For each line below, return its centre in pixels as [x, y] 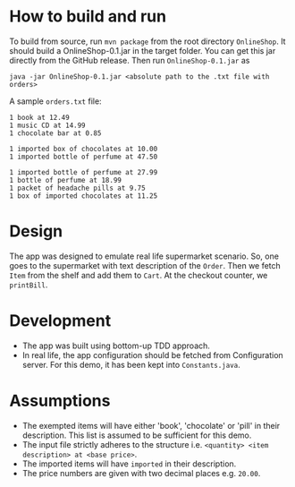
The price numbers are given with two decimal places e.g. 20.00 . [141, 473]
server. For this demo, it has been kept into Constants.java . [131, 364]
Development [60, 321]
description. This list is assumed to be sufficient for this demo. [137, 435]
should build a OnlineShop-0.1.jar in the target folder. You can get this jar [143, 50]
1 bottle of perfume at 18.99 [66, 180]
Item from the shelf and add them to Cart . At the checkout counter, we [139, 275]
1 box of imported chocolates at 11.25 [84, 196]
